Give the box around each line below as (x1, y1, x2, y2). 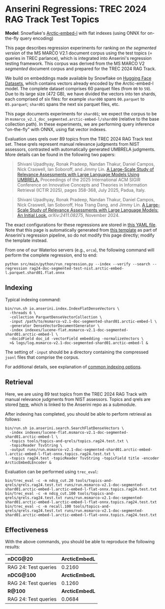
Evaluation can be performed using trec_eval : (5, 469, 99, 475)
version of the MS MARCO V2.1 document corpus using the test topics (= (5, 50, 153, 56)
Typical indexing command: (5, 296, 61, 302)
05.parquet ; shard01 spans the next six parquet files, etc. (5, 101, 120, 107)
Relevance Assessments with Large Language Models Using (17, 171, 140, 177)
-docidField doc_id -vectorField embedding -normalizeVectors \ (9, 336, 144, 341)
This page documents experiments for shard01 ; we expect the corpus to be (5, 110, 157, 116)
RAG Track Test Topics (5, 14, 100, 25)
